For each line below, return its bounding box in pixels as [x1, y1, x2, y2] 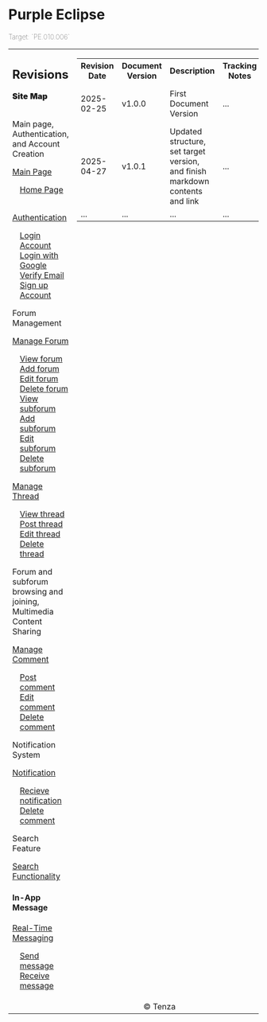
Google [19, 260, 48, 271]
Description [169, 65, 215, 76]
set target [169, 146, 206, 157]
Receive [19, 970, 50, 981]
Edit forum [19, 373, 59, 384]
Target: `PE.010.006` [8, 32, 70, 41]
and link [169, 195, 199, 206]
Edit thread [19, 529, 61, 540]
